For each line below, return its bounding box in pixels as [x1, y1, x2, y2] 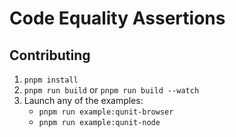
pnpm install [23, 75, 79, 85]
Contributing [9, 47, 91, 64]
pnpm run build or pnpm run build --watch [23, 84, 200, 96]
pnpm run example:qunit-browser [38, 107, 174, 117]
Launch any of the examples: [23, 95, 144, 106]
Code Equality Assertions [9, 7, 226, 30]
